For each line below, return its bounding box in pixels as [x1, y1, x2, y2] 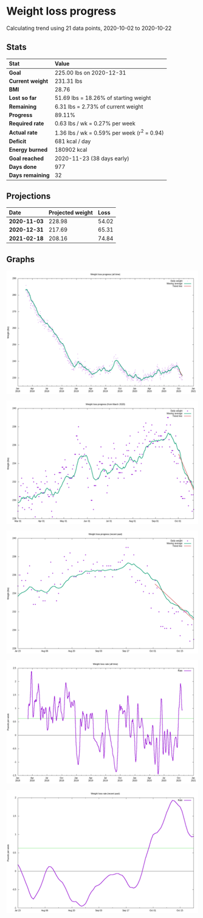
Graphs [6, 254, 35, 265]
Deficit [9, 138, 27, 145]
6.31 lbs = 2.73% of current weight [54, 102, 143, 110]
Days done [9, 163, 37, 170]
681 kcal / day [54, 138, 91, 145]
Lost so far [9, 94, 37, 102]
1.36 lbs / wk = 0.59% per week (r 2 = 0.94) [54, 128, 164, 137]
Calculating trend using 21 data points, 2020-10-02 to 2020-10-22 [6, 24, 172, 32]
